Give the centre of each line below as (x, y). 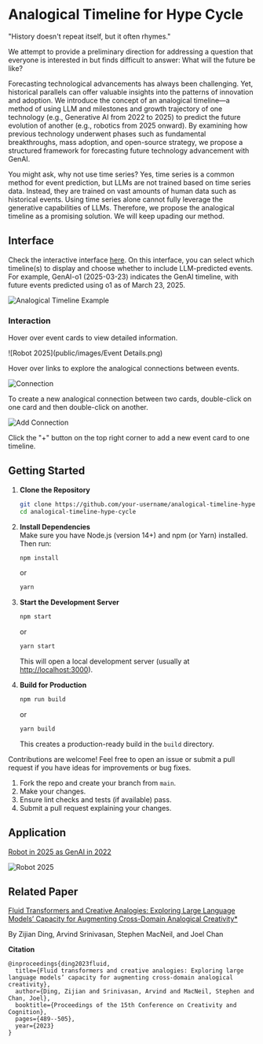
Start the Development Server (69, 602)
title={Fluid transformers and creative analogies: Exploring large (130, 971)
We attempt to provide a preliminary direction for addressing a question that (131, 51)
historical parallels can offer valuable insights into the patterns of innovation (131, 91)
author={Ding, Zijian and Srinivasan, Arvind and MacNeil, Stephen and (135, 992)
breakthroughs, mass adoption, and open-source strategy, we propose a (126, 142)
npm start (36, 617)
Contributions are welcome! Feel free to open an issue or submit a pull (122, 759)
